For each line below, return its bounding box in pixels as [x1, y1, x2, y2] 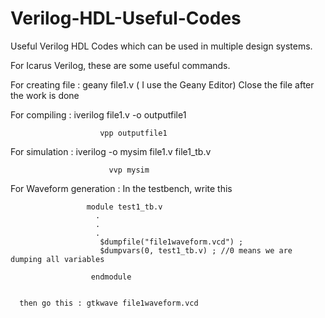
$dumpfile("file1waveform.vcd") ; [99, 237, 244, 247]
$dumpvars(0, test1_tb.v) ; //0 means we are [99, 245, 293, 256]
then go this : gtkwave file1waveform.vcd [19, 298, 199, 308]
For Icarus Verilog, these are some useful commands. [10, 59, 231, 71]
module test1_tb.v [86, 202, 163, 212]
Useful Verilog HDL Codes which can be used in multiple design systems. [10, 40, 313, 52]
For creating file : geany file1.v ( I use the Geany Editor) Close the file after [10, 78, 315, 91]
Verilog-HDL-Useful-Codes [10, 7, 242, 30]
